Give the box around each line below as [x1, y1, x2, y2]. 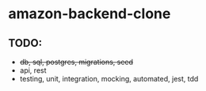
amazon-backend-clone [8, 5, 171, 23]
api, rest [19, 66, 47, 75]
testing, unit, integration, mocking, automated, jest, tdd [19, 74, 199, 83]
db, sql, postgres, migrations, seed [19, 57, 133, 66]
